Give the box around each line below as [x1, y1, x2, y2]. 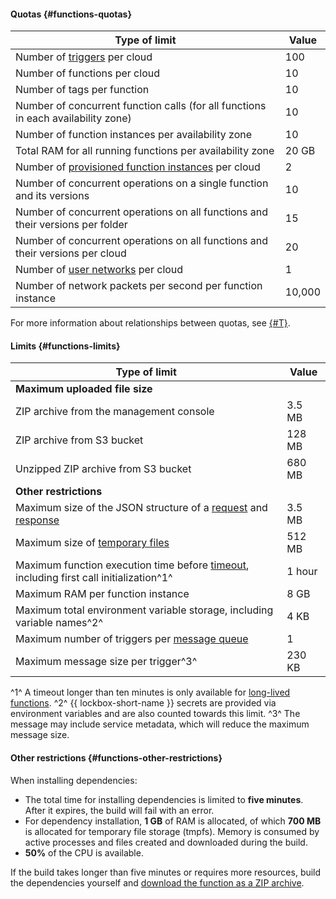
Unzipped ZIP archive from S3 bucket [15, 462, 192, 476]
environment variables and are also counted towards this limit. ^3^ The [10, 708, 301, 720]
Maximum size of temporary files [15, 536, 170, 550]
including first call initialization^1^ [15, 571, 173, 585]
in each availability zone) [15, 111, 132, 125]
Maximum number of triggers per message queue [15, 632, 249, 646]
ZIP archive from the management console [15, 405, 215, 419]
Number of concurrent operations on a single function [15, 176, 269, 190]
